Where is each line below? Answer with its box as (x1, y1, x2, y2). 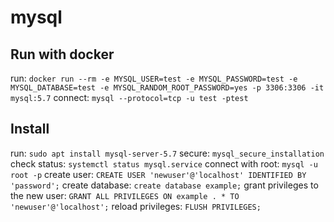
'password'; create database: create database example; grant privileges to (10, 179, 319, 191)
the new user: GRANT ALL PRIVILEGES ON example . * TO (10, 189, 240, 201)
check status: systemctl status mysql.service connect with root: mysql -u (10, 157, 318, 170)
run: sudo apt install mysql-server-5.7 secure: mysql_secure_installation (10, 147, 325, 159)
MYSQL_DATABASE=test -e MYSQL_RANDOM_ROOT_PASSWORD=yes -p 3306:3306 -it (10, 83, 325, 93)
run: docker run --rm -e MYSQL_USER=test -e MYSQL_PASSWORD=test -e (10, 72, 298, 84)
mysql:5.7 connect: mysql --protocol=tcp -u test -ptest (10, 92, 249, 103)
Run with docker (10, 46, 115, 63)
